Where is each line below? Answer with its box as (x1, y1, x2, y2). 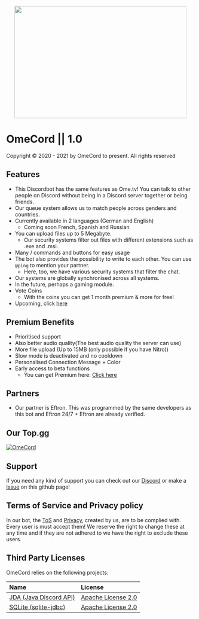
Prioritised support (14, 333, 62, 340)
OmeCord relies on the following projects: (6, 569, 109, 576)
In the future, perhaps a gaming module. (14, 280, 115, 288)
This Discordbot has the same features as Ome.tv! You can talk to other (14, 185, 191, 193)
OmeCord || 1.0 (6, 132, 82, 146)
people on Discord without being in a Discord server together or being (14, 191, 188, 199)
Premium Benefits (6, 317, 75, 327)
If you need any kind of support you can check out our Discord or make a (6, 477, 186, 484)
